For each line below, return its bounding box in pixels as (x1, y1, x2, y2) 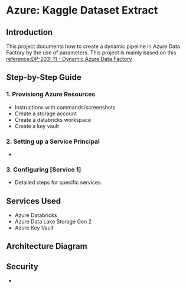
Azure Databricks (14, 212, 57, 219)
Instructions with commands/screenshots (14, 103, 116, 111)
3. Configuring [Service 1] (6, 165, 81, 173)
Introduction (6, 27, 53, 37)
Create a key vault (14, 122, 59, 130)
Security (6, 261, 38, 271)
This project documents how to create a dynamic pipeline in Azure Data (6, 43, 180, 50)
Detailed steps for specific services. (14, 179, 103, 186)
